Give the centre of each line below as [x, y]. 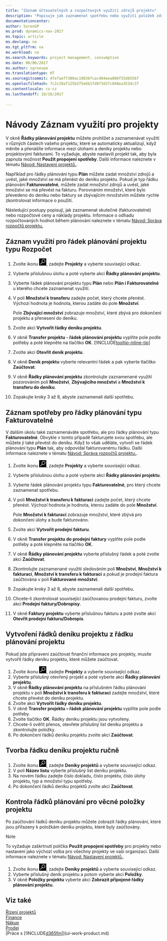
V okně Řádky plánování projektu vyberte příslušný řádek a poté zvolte [86, 554]
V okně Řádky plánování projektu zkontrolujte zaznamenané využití [82, 377]
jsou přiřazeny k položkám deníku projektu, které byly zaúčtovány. [73, 827]
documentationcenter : [28, 21]
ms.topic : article [25, 37]
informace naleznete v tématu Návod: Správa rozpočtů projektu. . [72, 453]
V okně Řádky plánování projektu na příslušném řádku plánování [79, 687]
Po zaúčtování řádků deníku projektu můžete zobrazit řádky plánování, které [83, 822]
